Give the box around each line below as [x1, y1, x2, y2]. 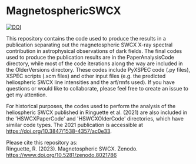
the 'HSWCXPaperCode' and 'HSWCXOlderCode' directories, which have [6, 115, 184, 122]
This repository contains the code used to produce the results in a [6, 35, 167, 42]
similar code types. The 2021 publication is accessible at [6, 121, 143, 128]
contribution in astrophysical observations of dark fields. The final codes [6, 47, 182, 54]
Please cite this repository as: [6, 139, 78, 146]
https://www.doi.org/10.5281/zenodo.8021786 [6, 151, 117, 158]
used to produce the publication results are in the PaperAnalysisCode [6, 53, 175, 61]
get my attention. [6, 91, 48, 98]
